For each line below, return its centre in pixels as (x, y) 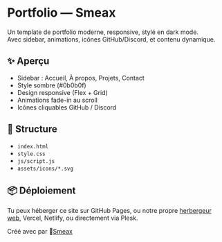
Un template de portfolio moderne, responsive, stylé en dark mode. (103, 32)
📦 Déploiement (41, 190)
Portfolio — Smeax (62, 13)
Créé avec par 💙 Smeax (40, 232)
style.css (31, 154)
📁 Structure (32, 129)
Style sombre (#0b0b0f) (52, 85)
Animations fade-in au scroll (57, 100)
